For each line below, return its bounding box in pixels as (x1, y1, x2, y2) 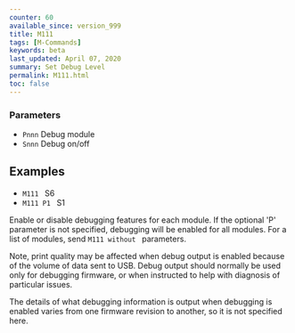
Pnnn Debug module (21, 128, 95, 139)
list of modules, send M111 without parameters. (9, 233, 187, 244)
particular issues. (9, 279, 73, 289)
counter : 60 (9, 12, 53, 22)
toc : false (9, 79, 50, 88)
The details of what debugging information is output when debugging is (9, 296, 273, 307)
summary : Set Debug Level (9, 63, 105, 72)
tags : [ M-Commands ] (9, 37, 82, 47)
